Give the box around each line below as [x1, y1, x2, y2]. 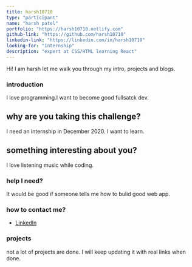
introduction [6, 80, 44, 89]
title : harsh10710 [6, 8, 53, 15]
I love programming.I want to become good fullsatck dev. [6, 94, 149, 101]
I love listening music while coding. [6, 161, 94, 169]
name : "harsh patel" [6, 20, 59, 26]
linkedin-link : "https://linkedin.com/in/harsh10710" [6, 37, 146, 43]
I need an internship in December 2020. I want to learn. [6, 127, 145, 135]
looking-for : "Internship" [6, 43, 75, 49]
